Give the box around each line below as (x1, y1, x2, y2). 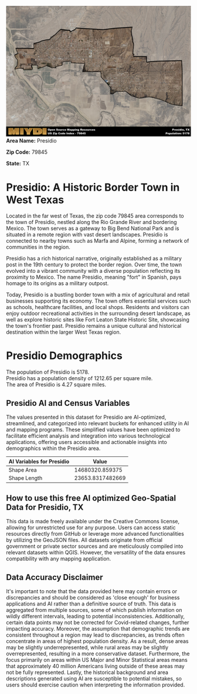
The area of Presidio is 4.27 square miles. (6, 381, 107, 388)
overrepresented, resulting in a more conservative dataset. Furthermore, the (6, 650, 190, 657)
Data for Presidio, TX (6, 502, 84, 512)
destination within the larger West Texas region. (6, 329, 121, 336)
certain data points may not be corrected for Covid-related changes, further (6, 619, 189, 626)
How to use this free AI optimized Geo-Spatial (6, 493, 176, 503)
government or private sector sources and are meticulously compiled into (6, 543, 184, 550)
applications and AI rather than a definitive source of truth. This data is (6, 600, 176, 607)
